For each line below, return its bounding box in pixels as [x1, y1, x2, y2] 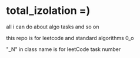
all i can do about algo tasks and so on [6, 23, 99, 30]
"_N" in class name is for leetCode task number [6, 45, 121, 53]
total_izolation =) [6, 4, 91, 17]
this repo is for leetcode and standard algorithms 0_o [6, 34, 134, 41]
